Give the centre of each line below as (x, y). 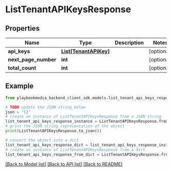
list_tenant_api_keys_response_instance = (51, 121)
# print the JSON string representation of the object (65, 126)
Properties (23, 28)
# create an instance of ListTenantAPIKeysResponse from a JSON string (83, 117)
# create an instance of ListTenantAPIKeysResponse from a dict (75, 149)
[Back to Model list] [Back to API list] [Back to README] (64, 164)
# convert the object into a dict (42, 140)
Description (129, 43)
